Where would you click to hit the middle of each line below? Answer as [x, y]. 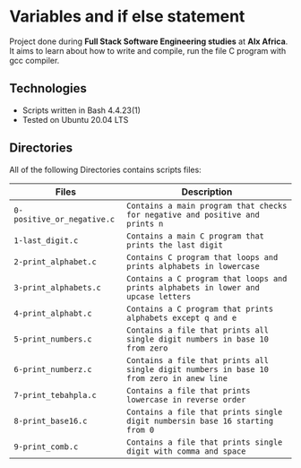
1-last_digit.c [46, 240]
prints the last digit [175, 245]
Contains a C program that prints [200, 308]
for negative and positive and [193, 214]
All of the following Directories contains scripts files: [105, 169]
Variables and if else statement [127, 17]
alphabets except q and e [182, 317]
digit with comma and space [186, 451]
